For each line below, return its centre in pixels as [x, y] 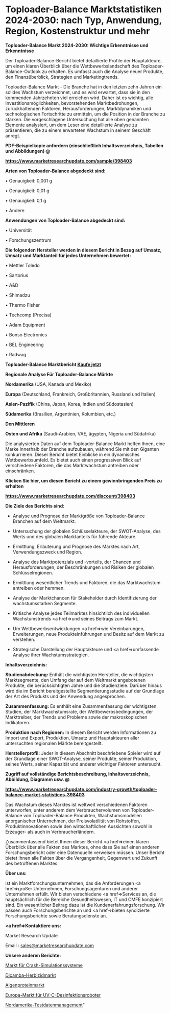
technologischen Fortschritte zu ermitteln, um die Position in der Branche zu [85, 114]
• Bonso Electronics [26, 335]
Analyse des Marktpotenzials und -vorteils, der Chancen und [77, 562]
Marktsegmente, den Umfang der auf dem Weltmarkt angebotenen [76, 680]
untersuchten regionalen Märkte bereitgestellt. [54, 743]
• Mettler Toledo [22, 265]
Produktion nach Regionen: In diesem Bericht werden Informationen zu [81, 732]
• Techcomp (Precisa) [29, 315]
